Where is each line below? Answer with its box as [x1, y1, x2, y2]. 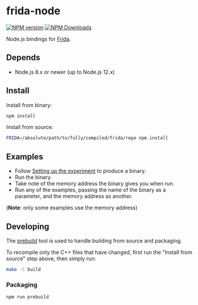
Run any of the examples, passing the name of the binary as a [14, 186, 166, 194]
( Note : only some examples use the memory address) [6, 204, 138, 212]
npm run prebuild [6, 294, 49, 300]
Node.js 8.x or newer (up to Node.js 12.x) [14, 68, 115, 76]
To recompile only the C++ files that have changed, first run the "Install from [6, 249, 193, 256]
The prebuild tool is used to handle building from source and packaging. [6, 237, 183, 244]
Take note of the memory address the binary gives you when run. [14, 180, 175, 187]
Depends [6, 52, 40, 63]
